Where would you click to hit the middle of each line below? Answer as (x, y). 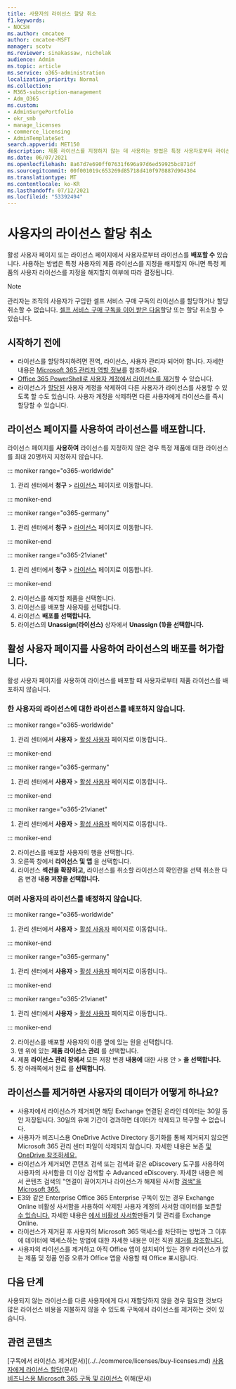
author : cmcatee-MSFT (39, 40)
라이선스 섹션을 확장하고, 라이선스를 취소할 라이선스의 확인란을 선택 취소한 (119, 870)
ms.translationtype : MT (42, 177)
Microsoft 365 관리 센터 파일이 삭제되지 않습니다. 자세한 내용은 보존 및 (114, 1146)
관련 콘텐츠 (30, 1342)
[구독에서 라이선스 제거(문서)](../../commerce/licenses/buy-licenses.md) (109, 1361)
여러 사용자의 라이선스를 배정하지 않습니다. (75, 899)
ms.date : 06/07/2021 (38, 158)
